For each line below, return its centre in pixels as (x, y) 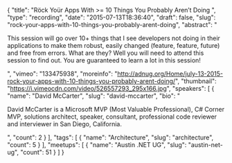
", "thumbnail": (196, 81)
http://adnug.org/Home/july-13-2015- (170, 74)
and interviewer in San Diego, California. (65, 124)
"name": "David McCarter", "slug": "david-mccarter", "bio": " (93, 96)
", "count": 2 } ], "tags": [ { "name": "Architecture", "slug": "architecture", (110, 137)
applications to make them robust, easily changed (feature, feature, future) (114, 45)
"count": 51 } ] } (42, 152)
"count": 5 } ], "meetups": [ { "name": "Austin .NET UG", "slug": (97, 145)
